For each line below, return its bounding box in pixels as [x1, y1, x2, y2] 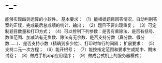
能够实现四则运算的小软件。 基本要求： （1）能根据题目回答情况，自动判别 [5, 16, 153, 22]
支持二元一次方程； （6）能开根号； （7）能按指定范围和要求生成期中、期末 [5, 46, 157, 52]
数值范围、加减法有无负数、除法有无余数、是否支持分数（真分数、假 [5, 34, 141, 40]
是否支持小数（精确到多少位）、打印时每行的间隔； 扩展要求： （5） [23, 40, 157, 46]
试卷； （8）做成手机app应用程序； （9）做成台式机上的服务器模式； [5, 52, 144, 58]
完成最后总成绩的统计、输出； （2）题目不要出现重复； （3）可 [26, 22, 153, 28]
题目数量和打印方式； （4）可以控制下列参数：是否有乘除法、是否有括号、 [9, 28, 157, 34]
